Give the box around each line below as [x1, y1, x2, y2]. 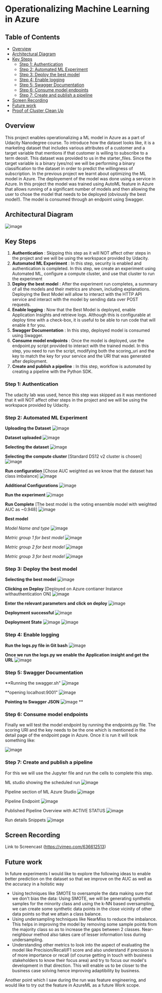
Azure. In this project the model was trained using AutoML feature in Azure [5, 181, 154, 187]
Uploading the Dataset [5, 425, 51, 431]
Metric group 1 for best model [5, 535, 64, 541]
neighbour [12, 932, 33, 938]
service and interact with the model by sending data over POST [12, 297, 139, 303]
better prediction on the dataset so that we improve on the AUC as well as [5, 876, 152, 882]
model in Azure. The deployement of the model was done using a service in [5, 176, 156, 181]
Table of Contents [5, 33, 60, 41]
